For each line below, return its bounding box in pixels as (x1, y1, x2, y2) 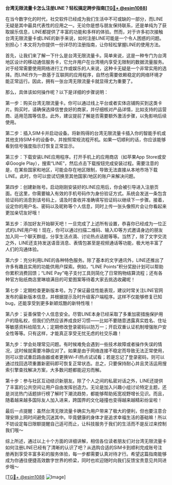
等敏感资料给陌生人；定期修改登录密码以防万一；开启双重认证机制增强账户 (5, 324, 162, 330)
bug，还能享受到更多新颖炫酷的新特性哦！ (5, 300, 95, 306)
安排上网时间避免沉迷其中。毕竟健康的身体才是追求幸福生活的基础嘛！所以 (9, 414, 167, 420)
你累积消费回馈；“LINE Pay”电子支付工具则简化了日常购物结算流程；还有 (5, 270, 159, 276)
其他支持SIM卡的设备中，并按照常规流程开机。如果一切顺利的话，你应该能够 (5, 137, 166, 143)
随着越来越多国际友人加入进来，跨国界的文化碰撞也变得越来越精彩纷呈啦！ (5, 397, 162, 403)
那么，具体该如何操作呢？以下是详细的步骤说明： (5, 89, 109, 95)
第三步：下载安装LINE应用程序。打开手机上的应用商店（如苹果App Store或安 (5, 154, 166, 160)
